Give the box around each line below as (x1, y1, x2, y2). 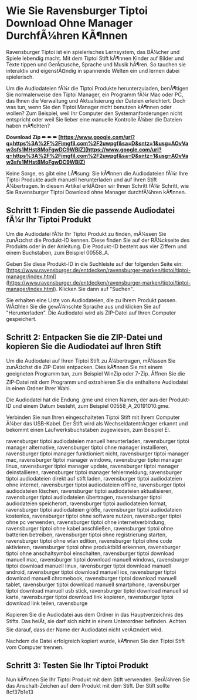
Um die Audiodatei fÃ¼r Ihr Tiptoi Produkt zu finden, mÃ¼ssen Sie (6, 230, 167, 237)
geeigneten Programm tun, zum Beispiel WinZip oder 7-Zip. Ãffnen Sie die (6, 370, 185, 377)
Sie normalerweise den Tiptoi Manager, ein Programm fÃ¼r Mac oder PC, (6, 91, 184, 98)
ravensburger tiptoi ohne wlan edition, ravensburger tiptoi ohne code (6, 537, 172, 544)
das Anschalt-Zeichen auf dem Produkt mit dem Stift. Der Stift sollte (6, 682, 170, 689)
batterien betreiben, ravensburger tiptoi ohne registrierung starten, (6, 531, 167, 538)
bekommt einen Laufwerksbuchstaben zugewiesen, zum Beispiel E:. (6, 426, 171, 433)
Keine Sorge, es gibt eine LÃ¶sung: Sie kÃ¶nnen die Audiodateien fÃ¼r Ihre (6, 170, 188, 177)
